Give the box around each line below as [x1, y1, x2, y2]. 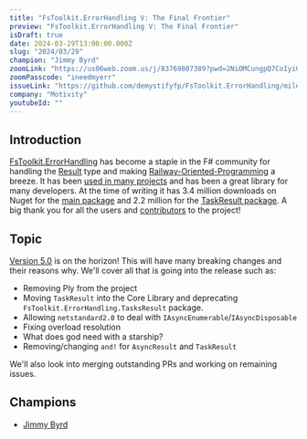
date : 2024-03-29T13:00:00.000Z [9, 38, 132, 48]
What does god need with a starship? [22, 331, 164, 342]
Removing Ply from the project [22, 283, 138, 293]
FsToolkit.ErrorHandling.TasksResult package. [22, 302, 204, 313]
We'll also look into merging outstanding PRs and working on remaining [9, 359, 278, 370]
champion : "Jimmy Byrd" [9, 56, 101, 65]
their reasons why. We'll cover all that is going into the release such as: [9, 266, 277, 276]
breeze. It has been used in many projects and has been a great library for [9, 175, 289, 187]
